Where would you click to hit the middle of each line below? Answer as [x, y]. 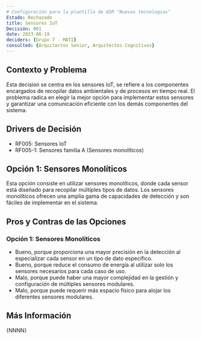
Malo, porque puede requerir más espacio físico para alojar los [93, 290]
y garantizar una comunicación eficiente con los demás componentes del [97, 104]
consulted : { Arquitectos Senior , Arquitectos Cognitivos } [80, 46]
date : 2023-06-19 [28, 34]
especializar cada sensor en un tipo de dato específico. [84, 258]
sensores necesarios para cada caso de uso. [70, 271]
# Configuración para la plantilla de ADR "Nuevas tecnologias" [88, 12]
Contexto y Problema [47, 70]
